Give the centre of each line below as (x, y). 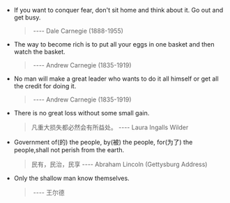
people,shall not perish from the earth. (69, 150)
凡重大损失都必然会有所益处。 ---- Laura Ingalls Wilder (110, 127)
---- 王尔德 (49, 193)
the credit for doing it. (45, 86)
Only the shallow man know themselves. (72, 178)
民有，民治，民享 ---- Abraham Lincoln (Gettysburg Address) (119, 164)
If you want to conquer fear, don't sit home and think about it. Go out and (118, 10)
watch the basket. (39, 52)
